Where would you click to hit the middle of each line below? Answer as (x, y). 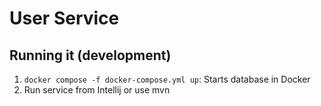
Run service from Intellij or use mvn (97, 90)
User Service (64, 18)
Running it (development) (90, 55)
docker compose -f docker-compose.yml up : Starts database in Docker (167, 79)
